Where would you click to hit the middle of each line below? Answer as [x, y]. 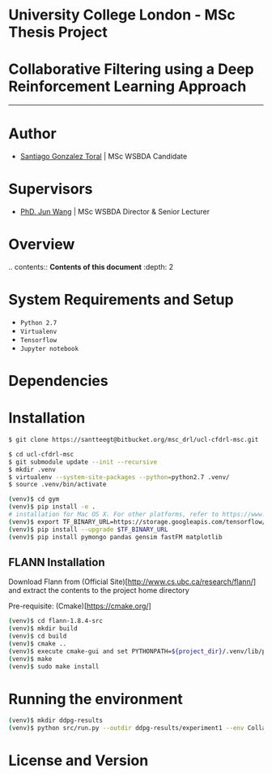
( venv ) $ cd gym [34, 499]
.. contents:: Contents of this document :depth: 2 [91, 266]
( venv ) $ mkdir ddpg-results [56, 720]
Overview [42, 244]
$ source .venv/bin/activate [57, 485]
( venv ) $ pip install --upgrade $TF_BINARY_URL [88, 530]
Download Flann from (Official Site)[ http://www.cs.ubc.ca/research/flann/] [132, 582]
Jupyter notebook [49, 348]
